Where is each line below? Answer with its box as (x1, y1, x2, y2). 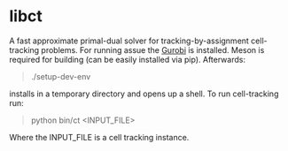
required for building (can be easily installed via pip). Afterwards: (9, 54, 246, 64)
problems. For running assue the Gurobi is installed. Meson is (41, 44, 265, 55)
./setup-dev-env (30, 71, 91, 81)
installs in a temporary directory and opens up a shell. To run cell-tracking (9, 88, 279, 99)
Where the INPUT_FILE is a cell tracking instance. (9, 132, 190, 142)
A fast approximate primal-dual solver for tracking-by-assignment (9, 35, 250, 46)
